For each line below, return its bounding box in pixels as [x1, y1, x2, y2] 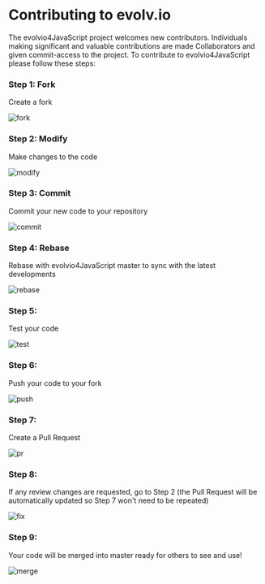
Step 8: [8, 469, 38, 480]
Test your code [8, 323, 59, 334]
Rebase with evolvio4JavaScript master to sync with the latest [8, 261, 216, 270]
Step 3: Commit [8, 188, 71, 199]
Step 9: [8, 532, 38, 543]
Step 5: [8, 305, 38, 317]
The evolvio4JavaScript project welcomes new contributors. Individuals [8, 32, 248, 42]
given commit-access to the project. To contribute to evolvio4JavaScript [8, 50, 250, 59]
